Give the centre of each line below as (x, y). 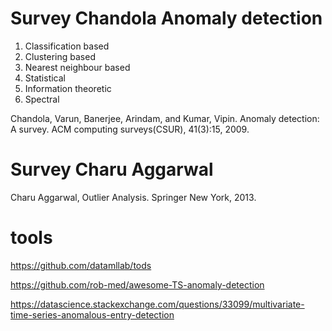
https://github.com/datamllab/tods (81, 265)
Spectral (42, 99)
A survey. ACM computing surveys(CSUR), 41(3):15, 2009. (130, 129)
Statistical (45, 78)
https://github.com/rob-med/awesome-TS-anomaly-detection (137, 284)
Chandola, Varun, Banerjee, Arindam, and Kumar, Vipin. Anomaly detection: (165, 118)
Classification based (67, 46)
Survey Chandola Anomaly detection (166, 18)
